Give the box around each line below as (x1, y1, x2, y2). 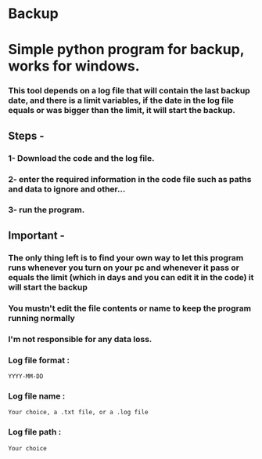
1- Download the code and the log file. (8, 152, 155, 163)
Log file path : (8, 427, 62, 438)
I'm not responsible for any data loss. (8, 333, 153, 344)
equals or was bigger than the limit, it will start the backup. (8, 105, 236, 116)
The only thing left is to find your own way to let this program (8, 252, 244, 263)
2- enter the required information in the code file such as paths (8, 173, 252, 184)
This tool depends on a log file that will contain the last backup (8, 86, 250, 97)
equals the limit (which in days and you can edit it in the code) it (8, 271, 254, 282)
